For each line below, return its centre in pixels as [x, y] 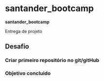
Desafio [17, 47]
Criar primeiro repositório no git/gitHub [52, 60]
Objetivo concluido [28, 73]
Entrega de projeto [24, 31]
